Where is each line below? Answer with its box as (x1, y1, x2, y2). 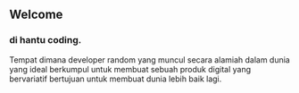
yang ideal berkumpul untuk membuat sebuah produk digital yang (9, 63, 252, 74)
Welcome (9, 7, 63, 22)
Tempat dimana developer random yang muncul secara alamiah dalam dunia (9, 54, 290, 65)
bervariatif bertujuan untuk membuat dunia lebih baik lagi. (9, 73, 222, 84)
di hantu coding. (9, 34, 82, 46)
